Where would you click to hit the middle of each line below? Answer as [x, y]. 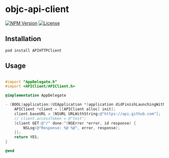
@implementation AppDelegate [36, 96]
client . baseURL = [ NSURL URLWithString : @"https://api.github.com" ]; [88, 114]
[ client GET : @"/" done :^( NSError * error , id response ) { [75, 123]
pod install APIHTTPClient [33, 50]
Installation [23, 39]
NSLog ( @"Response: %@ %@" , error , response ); [72, 128]
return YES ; [27, 137]
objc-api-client [37, 9]
